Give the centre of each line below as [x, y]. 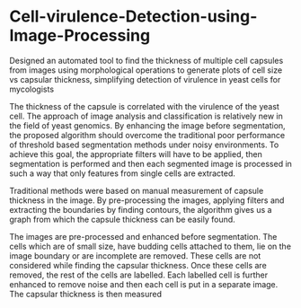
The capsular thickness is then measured [86, 294]
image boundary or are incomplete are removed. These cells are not [135, 255]
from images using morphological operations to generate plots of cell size [146, 70]
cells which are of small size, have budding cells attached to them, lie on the [150, 246]
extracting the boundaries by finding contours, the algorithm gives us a [141, 209]
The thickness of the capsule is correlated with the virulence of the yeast [145, 106]
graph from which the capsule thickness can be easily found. [122, 219]
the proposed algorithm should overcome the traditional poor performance [147, 135]
